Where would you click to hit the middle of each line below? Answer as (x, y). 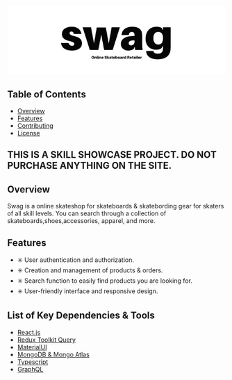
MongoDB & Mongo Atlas (53, 354)
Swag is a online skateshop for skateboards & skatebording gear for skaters (116, 206)
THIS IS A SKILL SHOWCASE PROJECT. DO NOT (112, 155)
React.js (29, 332)
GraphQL (30, 369)
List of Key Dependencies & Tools (81, 316)
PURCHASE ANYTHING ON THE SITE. (90, 166)
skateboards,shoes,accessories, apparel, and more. (81, 221)
